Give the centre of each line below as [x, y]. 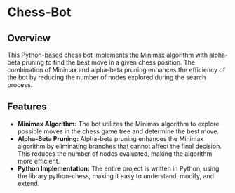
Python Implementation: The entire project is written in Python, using [118, 168]
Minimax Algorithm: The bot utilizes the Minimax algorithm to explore [118, 124]
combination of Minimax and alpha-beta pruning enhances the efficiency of [116, 70]
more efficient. [39, 161]
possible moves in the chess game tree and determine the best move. [118, 131]
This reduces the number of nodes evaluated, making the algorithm [115, 153]
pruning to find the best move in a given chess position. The [108, 62]
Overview [29, 38]
